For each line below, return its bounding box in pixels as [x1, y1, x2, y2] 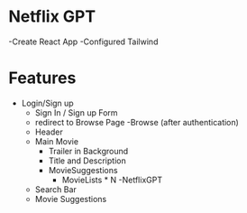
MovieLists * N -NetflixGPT [61, 174, 163, 185]
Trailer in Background [48, 145, 129, 156]
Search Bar [34, 183, 78, 195]
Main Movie [34, 135, 78, 146]
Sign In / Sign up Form [34, 106, 118, 118]
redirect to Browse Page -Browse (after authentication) [34, 116, 240, 127]
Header [34, 126, 64, 137]
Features [8, 68, 77, 88]
